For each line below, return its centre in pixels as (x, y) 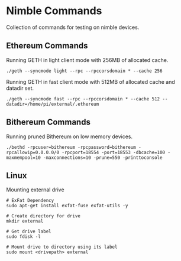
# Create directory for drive (43, 216)
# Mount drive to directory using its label (62, 247)
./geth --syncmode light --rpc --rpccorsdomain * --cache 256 (84, 71)
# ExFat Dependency (30, 201)
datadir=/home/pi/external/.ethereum (53, 104)
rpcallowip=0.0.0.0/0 (33, 152)
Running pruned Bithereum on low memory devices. (70, 136)
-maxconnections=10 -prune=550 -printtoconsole (103, 158)
